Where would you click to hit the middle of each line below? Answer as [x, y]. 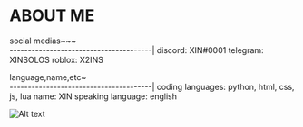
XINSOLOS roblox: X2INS [57, 59]
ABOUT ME [52, 16]
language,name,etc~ [48, 77]
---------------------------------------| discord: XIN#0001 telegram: [137, 50]
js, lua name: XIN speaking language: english [93, 96]
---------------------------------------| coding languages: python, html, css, [152, 86]
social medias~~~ [43, 41]
